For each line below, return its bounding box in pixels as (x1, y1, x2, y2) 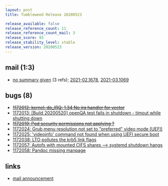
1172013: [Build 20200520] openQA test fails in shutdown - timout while (12, 110, 161, 116)
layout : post (5, 7, 33, 13)
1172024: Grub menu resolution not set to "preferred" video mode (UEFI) (12, 126, 163, 132)
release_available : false (5, 21, 59, 26)
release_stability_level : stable (5, 40, 75, 45)
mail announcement (12, 175, 54, 181)
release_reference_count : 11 (5, 26, 66, 31)
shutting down (12, 115, 43, 121)
